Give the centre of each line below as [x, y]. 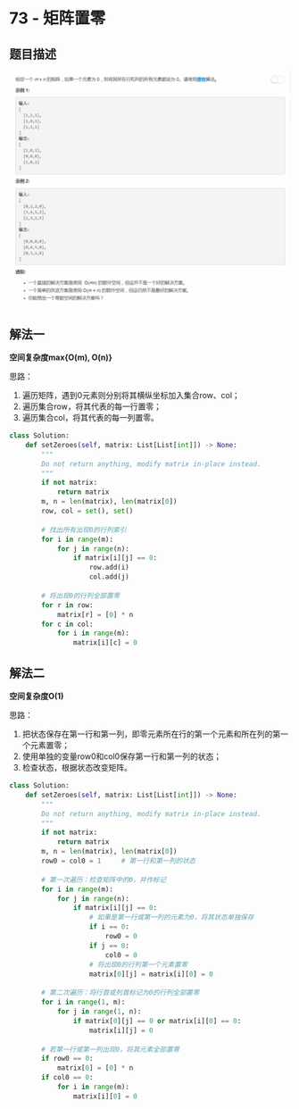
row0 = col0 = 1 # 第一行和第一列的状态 [119, 861]
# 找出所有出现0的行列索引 [84, 529]
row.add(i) [109, 568]
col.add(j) [109, 577]
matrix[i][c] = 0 [105, 643]
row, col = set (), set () [87, 511]
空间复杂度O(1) [37, 696]
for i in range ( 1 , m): [83, 1002]
